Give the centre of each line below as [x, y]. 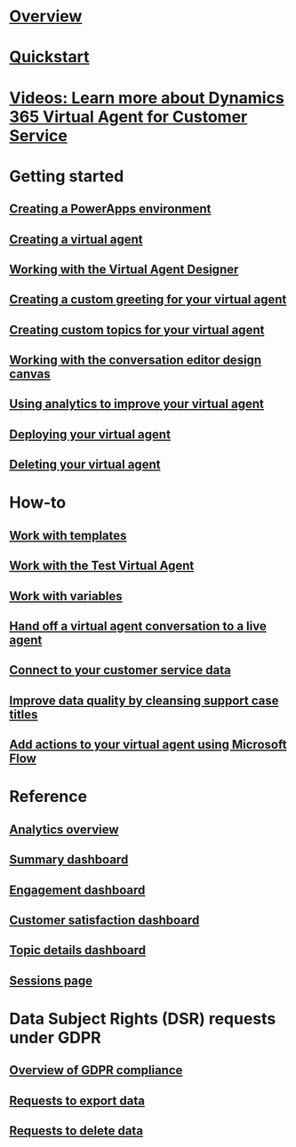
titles [24, 714]
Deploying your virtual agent [90, 434]
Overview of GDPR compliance [96, 1070]
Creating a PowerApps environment [110, 209]
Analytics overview [64, 829]
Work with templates [68, 535]
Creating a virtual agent [76, 239]
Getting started [67, 176]
